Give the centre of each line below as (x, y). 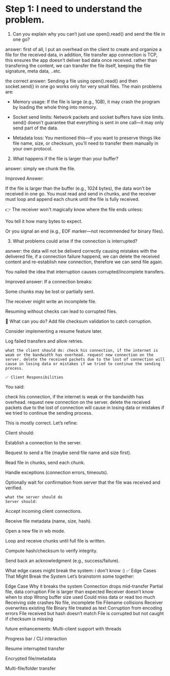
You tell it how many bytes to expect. (44, 221)
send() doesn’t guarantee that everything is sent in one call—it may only (88, 122)
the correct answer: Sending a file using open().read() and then (72, 81)
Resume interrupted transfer (35, 648)
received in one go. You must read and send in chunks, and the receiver (81, 194)
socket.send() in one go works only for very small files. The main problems (83, 86)
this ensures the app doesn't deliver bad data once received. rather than (81, 60)
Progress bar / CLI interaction (36, 638)
